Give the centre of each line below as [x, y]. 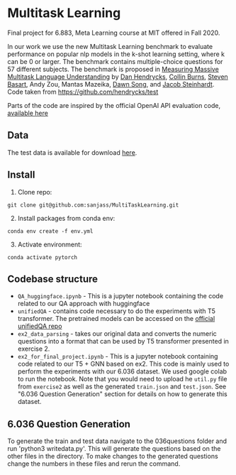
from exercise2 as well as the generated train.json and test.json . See [122, 387]
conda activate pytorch [43, 257]
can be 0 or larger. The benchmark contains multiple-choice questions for [115, 61]
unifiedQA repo [40, 326]
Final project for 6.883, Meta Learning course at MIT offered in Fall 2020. [114, 33]
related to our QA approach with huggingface [84, 304]
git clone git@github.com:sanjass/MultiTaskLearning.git [93, 205]
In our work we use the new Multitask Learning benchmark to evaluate [110, 46]
